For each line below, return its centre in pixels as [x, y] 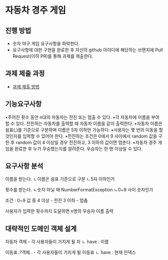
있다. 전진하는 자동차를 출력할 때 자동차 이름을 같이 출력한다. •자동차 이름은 [89, 123]
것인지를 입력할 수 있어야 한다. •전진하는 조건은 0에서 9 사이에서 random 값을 [81, 136]
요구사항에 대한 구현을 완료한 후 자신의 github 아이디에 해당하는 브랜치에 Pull [88, 50]
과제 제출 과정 [25, 74]
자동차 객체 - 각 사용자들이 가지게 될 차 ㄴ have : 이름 [57, 242]
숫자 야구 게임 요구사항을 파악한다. [46, 44]
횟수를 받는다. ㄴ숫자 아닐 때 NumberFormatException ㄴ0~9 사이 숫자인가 [79, 190]
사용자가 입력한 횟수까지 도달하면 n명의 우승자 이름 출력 [59, 211]
